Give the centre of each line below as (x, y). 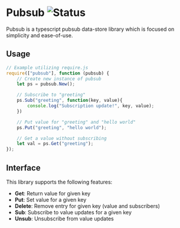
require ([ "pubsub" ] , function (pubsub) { (58, 73)
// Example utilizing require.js (47, 68)
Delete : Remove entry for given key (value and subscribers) (87, 206)
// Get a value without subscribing (62, 138)
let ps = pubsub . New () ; (46, 84)
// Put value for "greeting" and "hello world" (76, 122)
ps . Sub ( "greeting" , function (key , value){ (70, 101)
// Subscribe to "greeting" (51, 95)
